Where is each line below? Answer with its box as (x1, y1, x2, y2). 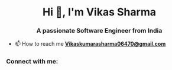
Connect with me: (6, 58, 59, 66)
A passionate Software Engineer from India (36, 27, 163, 35)
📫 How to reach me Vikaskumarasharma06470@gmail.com (14, 40, 166, 47)
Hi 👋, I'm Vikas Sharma (42, 5, 157, 19)
